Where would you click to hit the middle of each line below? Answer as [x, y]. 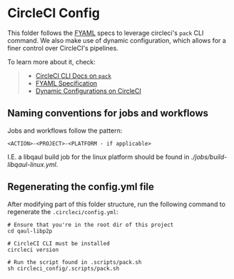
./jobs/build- [209, 157]
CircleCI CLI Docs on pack [73, 76]
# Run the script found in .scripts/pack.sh [75, 262]
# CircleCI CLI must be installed [59, 243]
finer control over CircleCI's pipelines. [63, 48]
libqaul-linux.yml [32, 164]
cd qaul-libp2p [30, 231]
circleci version [33, 250]
